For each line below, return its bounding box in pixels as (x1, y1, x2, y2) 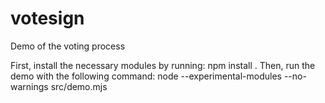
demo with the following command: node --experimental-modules (10, 70, 282, 82)
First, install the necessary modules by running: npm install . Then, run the (10, 59, 316, 71)
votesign (10, 7, 85, 30)
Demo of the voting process (10, 40, 126, 52)
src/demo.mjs (50, 80, 108, 92)
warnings (10, 80, 49, 92)
